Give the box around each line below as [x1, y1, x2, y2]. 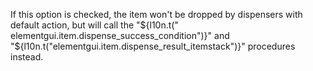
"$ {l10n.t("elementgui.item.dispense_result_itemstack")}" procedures [10, 40, 296, 52]
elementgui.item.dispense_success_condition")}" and [10, 30, 230, 41]
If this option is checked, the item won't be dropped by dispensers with [10, 9, 303, 20]
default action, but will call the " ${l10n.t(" [10, 19, 179, 31]
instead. [10, 51, 44, 63]
